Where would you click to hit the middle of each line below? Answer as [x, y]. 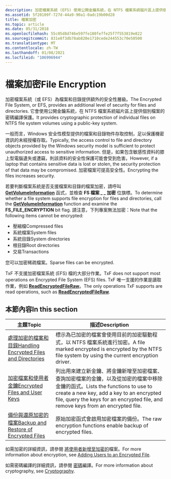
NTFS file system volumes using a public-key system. [62, 123]
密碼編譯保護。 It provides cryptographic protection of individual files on [80, 117]
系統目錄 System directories [41, 239]
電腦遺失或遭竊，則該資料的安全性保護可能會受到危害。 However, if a [86, 158]
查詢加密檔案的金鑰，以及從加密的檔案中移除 [109, 379]
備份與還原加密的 [28, 415]
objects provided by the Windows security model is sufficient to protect [80, 146]
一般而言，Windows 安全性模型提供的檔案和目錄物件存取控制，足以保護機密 [85, 134]
